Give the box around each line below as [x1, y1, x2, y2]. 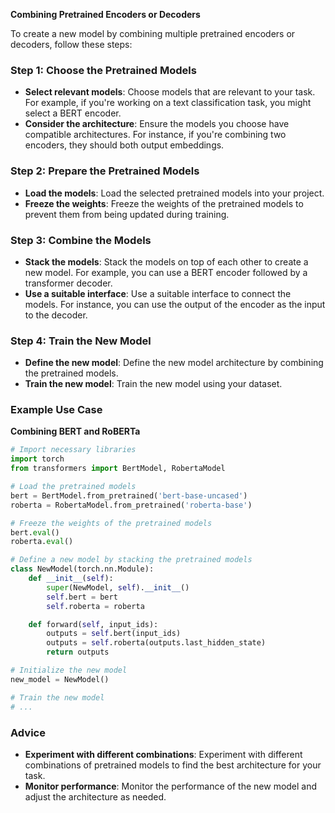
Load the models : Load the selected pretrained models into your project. [24, 187, 325, 199]
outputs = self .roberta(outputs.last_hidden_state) [46, 638, 267, 648]
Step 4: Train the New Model [10, 334, 152, 348]
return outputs [46, 647, 110, 658]
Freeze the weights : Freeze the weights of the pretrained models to [24, 197, 304, 209]
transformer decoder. [24, 277, 113, 289]
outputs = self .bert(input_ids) [46, 629, 182, 639]
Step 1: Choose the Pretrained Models [10, 63, 197, 77]
